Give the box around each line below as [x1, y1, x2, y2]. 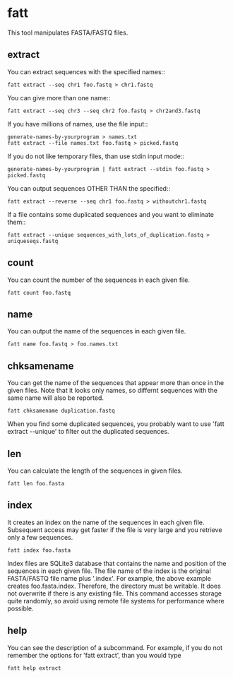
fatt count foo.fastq [7, 289, 71, 296]
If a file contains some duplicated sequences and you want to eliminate [7, 210, 214, 218]
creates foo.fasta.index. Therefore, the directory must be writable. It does [7, 581, 221, 590]
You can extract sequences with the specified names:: [7, 67, 165, 76]
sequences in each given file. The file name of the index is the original [7, 567, 211, 575]
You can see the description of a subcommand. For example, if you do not [7, 643, 222, 651]
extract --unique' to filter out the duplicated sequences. [7, 427, 169, 436]
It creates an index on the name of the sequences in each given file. [7, 518, 205, 526]
